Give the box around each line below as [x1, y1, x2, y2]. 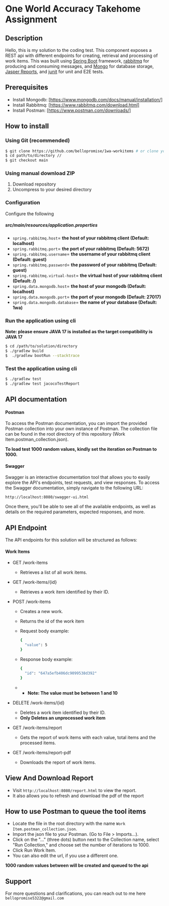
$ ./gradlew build [5, 348, 44, 353]
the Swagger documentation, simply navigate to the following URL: [5, 485, 143, 491]
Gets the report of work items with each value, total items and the [20, 734, 156, 740]
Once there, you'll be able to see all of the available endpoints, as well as [5, 504, 156, 510]
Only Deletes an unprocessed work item [20, 714, 106, 721]
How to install [5, 122, 49, 131]
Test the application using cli [5, 365, 77, 372]
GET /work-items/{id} [12, 579, 57, 585]
